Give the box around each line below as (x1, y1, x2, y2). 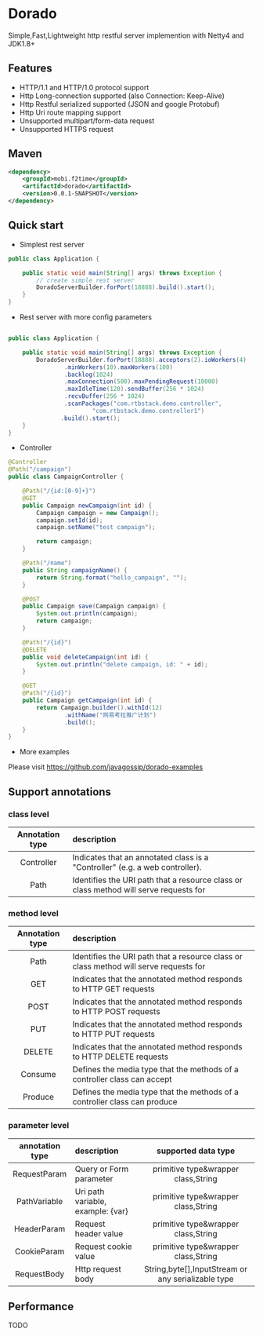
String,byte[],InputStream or (143, 1263, 248, 1274)
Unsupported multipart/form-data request (19, 115, 155, 126)
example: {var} (74, 1206, 129, 1217)
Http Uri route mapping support (19, 108, 121, 117)
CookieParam (14, 1246, 65, 1257)
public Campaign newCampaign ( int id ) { (22, 502, 153, 509)
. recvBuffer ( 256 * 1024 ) (63, 392, 146, 400)
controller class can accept (72, 1074, 172, 1085)
